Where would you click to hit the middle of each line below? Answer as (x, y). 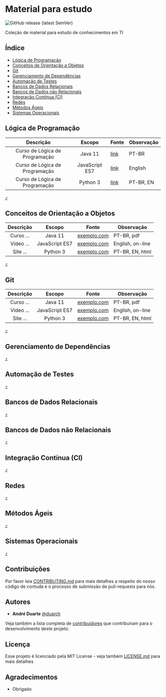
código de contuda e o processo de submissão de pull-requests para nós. (80, 586)
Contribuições (28, 569)
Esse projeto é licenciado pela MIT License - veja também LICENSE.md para (83, 656)
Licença (18, 644)
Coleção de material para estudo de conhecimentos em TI (64, 32)
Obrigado (22, 689)
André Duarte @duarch (36, 614)
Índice (15, 48)
